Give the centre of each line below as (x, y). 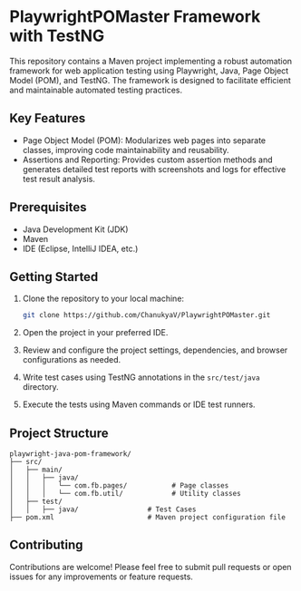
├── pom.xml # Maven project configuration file (147, 518)
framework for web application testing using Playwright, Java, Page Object (149, 71)
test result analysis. (58, 179)
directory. (40, 387)
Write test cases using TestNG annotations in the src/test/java (141, 377)
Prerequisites (48, 207)
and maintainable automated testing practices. (96, 90)
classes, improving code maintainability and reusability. (126, 150)
